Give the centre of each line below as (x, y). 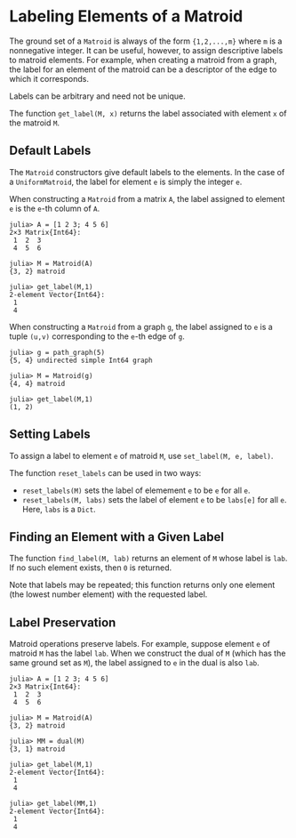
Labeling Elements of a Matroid (126, 16)
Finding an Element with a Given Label (117, 537)
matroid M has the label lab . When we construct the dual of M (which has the (148, 653)
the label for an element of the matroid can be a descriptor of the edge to (143, 69)
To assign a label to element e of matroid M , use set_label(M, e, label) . (141, 455)
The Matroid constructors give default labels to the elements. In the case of (147, 172)
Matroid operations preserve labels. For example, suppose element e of (140, 644)
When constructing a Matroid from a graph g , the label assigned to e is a (141, 326)
